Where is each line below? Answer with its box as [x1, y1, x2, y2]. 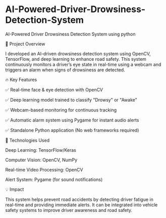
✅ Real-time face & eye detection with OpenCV [5, 86, 103, 93]
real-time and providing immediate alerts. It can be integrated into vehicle [5, 201, 158, 208]
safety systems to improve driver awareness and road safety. [5, 207, 133, 213]
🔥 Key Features [5, 76, 37, 82]
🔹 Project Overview [5, 40, 45, 47]
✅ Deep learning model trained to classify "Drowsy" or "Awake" [5, 97, 138, 103]
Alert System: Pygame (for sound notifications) [5, 176, 103, 183]
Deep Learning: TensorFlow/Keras [5, 147, 77, 153]
